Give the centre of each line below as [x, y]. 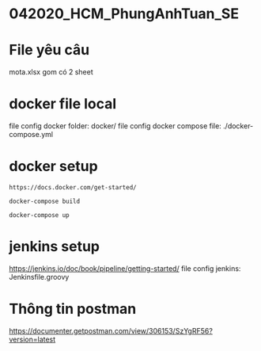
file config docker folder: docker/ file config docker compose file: [115, 126]
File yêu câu [49, 50]
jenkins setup [54, 247]
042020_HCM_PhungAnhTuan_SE [124, 14]
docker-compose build [45, 201]
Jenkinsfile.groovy [39, 277]
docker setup [53, 166]
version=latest [32, 339]
